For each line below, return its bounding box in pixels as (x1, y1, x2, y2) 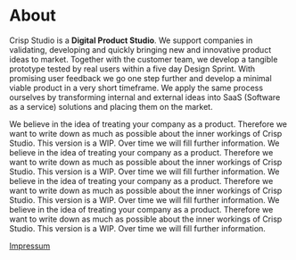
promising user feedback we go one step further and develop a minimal (9, 72, 272, 83)
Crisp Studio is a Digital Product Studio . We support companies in (9, 35, 253, 46)
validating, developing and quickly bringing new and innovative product (9, 44, 272, 55)
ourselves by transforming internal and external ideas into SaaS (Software (9, 91, 281, 103)
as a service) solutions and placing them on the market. (9, 101, 213, 112)
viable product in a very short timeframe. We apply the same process (9, 82, 264, 93)
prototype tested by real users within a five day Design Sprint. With (9, 63, 256, 74)
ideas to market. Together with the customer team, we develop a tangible (9, 54, 278, 64)
